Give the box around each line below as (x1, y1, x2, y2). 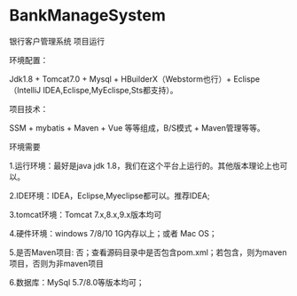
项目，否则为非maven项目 (9, 258, 104, 268)
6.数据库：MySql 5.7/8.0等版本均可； (9, 276, 145, 287)
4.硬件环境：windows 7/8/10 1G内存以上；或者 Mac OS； (9, 228, 217, 238)
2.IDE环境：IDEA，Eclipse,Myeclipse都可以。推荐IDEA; (9, 190, 210, 201)
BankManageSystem (9, 5, 166, 26)
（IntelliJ (9, 84, 42, 95)
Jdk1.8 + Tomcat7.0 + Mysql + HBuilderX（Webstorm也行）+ (9, 73, 232, 84)
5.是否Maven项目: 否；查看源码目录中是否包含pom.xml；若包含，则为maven (9, 246, 287, 258)
